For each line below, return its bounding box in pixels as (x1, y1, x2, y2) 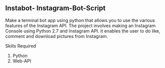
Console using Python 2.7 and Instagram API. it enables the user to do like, (5, 27, 160, 34)
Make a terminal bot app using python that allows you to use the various (5, 17, 155, 23)
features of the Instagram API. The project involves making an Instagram (5, 22, 156, 28)
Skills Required (5, 42, 36, 49)
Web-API (12, 57, 31, 64)
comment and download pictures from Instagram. (5, 33, 108, 39)
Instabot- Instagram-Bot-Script (5, 4, 106, 12)
